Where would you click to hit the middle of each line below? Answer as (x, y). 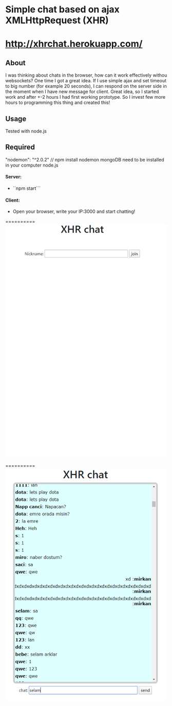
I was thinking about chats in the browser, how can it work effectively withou (86, 75)
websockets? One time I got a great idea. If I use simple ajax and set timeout (86, 81)
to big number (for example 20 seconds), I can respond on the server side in (86, 86)
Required (20, 147)
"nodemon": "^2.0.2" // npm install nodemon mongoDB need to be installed (85, 159)
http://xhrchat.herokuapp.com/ (74, 44)
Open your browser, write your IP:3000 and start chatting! (74, 211)
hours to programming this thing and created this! (58, 103)
